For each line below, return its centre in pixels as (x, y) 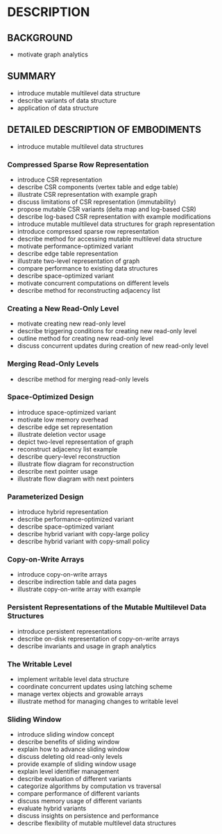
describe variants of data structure (67, 100)
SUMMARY (32, 76)
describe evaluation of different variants (74, 779)
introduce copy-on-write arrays (62, 575)
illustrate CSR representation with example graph (87, 194)
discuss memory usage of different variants (79, 801)
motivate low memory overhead (63, 419)
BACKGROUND (40, 38)
